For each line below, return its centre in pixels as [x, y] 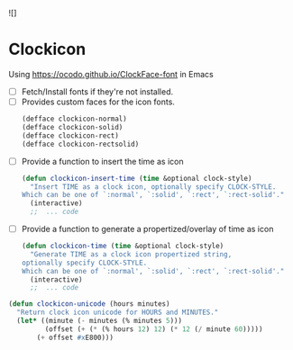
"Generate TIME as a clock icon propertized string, [131, 254]
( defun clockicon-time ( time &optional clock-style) [123, 247]
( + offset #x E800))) [75, 337]
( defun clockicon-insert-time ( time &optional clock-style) [137, 178]
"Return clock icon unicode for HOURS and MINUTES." [118, 313]
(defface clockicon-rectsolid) [80, 144]
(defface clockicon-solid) [72, 127]
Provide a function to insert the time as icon [102, 161]
